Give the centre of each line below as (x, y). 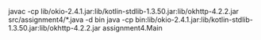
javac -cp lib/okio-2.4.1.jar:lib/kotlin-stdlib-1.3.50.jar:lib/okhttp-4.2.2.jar (124, 11)
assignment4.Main (132, 28)
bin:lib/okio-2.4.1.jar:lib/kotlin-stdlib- (194, 20)
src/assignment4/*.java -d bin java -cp (71, 20)
